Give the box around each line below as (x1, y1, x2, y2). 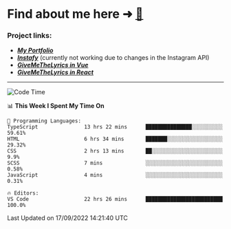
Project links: (7, 31, 52, 41)
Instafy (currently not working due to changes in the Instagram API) (16, 54, 210, 62)
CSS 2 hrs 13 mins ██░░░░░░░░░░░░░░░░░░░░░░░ (7, 148, 223, 155)
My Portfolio (16, 46, 54, 54)
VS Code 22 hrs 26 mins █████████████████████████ (7, 196, 223, 203)
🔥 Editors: (7, 190, 39, 197)
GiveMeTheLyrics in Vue (16, 61, 89, 69)
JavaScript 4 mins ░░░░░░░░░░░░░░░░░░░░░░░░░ (7, 172, 223, 179)
